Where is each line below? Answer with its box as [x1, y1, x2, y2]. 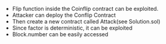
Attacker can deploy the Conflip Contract [12, 11, 116, 19]
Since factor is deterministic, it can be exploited [12, 24, 133, 31]
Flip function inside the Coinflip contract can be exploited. [12, 5, 159, 12]
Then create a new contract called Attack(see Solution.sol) [12, 18, 160, 25]
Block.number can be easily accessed [12, 31, 108, 38]
